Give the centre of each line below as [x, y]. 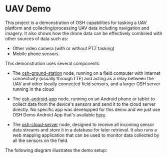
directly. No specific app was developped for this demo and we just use [86, 109]
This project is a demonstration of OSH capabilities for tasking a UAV [76, 23]
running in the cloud [33, 89]
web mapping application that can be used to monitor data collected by [86, 135]
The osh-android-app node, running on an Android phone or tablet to [83, 99]
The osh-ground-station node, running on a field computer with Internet [86, 73]
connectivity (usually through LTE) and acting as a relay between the [83, 78]
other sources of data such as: [37, 39]
